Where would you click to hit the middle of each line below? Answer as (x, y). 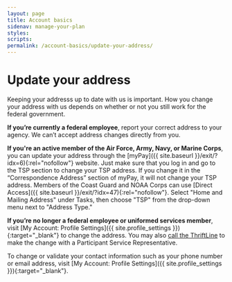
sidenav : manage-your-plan (46, 26)
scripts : (20, 39)
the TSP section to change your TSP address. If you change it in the (104, 170)
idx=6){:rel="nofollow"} (41, 163)
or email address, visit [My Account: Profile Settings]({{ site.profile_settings (115, 263)
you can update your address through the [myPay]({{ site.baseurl (100, 155)
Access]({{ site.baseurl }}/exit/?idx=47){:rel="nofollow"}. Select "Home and (115, 192)
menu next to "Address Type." (50, 207)
